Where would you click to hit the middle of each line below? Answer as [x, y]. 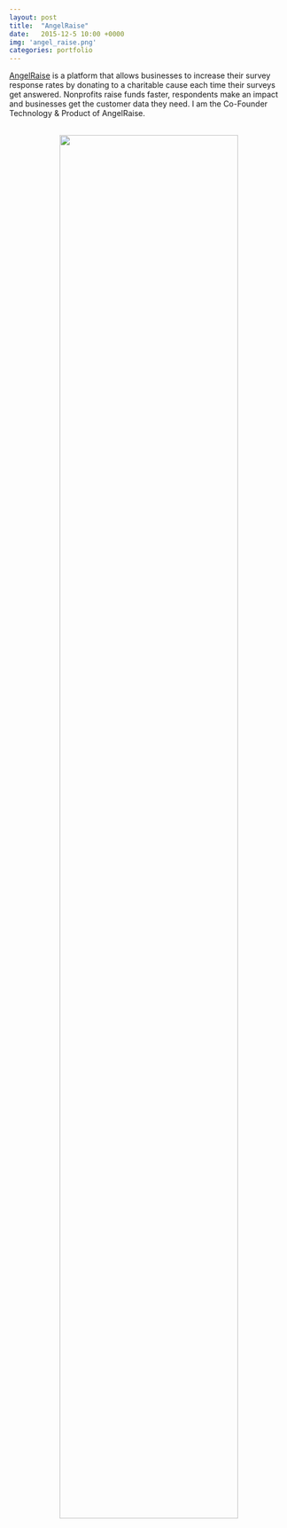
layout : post [33, 17]
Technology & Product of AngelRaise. [78, 114]
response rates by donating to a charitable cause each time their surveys [143, 85]
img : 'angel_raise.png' [53, 42]
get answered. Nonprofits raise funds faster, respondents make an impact [144, 95]
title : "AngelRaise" [49, 26]
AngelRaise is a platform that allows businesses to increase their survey [140, 75]
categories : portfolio [51, 51]
